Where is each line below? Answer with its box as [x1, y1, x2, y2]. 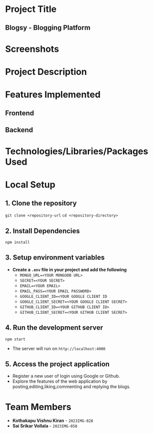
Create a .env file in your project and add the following [12, 266, 127, 272]
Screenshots [5, 43, 59, 54]
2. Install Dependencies [5, 226, 80, 235]
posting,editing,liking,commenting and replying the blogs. [12, 384, 131, 390]
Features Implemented [5, 89, 101, 100]
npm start [5, 337, 26, 342]
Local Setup [5, 179, 56, 191]
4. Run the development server [5, 323, 103, 332]
